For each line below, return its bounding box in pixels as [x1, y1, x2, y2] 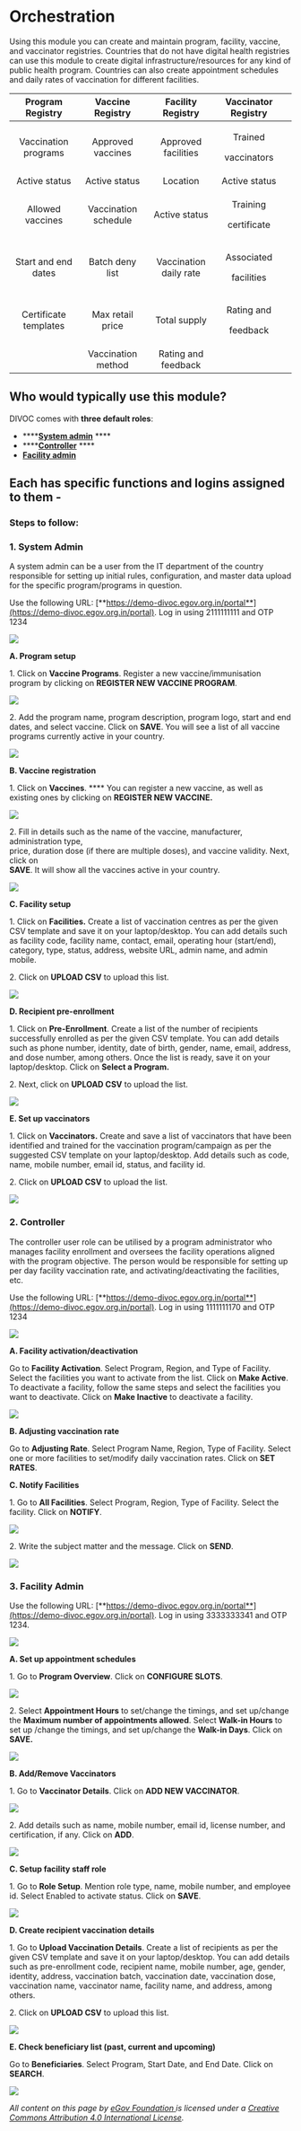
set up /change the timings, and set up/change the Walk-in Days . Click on [9, 1724, 283, 1735]
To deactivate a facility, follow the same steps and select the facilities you [9, 1381, 280, 1393]
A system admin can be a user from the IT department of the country [9, 561, 264, 572]
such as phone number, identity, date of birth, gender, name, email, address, [9, 1043, 291, 1053]
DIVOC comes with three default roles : [9, 413, 154, 424]
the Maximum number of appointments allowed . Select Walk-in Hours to [9, 1714, 283, 1725]
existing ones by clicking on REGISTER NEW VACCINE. [9, 792, 213, 803]
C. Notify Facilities [9, 1479, 80, 1490]
